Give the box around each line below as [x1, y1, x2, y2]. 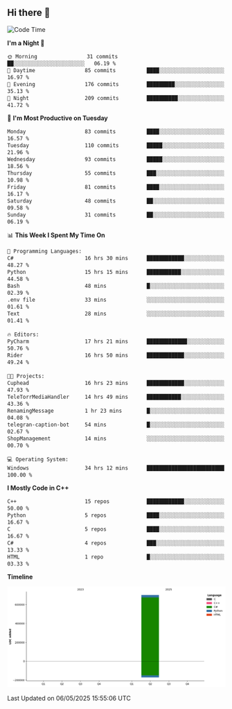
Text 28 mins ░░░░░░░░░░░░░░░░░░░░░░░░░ [7, 310, 225, 317]
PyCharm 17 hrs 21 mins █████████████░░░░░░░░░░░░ [7, 338, 225, 345]
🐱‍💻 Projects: [7, 373, 45, 379]
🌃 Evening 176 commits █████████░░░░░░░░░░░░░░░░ [7, 80, 225, 87]
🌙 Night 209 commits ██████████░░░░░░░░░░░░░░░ [7, 94, 225, 101]
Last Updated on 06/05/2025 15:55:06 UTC [7, 694, 132, 702]
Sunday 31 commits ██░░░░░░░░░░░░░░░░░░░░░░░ [7, 211, 225, 219]
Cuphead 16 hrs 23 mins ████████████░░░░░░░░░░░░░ [7, 379, 225, 386]
